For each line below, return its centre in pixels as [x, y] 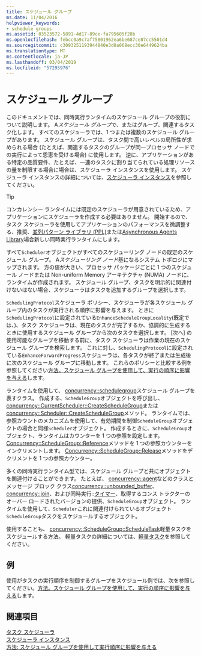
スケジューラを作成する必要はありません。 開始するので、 [119, 217]
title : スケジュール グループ [39, 12]
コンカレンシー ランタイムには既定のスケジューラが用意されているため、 [96, 209]
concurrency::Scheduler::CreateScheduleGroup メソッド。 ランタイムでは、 [100, 413]
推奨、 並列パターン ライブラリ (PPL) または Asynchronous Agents [97, 232]
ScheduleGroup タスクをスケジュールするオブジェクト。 [73, 516]
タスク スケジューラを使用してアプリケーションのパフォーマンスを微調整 [96, 224]
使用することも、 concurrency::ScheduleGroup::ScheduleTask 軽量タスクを [99, 529]
